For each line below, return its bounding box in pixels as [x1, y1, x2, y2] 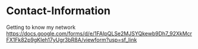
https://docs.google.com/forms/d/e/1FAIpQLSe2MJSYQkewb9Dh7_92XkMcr [6, 30, 192, 37]
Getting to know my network [6, 24, 76, 31]
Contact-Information [6, 4, 111, 18]
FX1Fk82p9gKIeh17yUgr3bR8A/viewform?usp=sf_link [6, 36, 137, 43]
